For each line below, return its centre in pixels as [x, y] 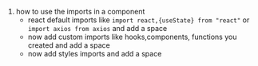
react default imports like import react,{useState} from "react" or [139, 20]
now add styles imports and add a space [95, 54]
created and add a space [69, 45]
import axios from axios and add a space [97, 28]
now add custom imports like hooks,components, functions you [132, 37]
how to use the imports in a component [80, 12]
